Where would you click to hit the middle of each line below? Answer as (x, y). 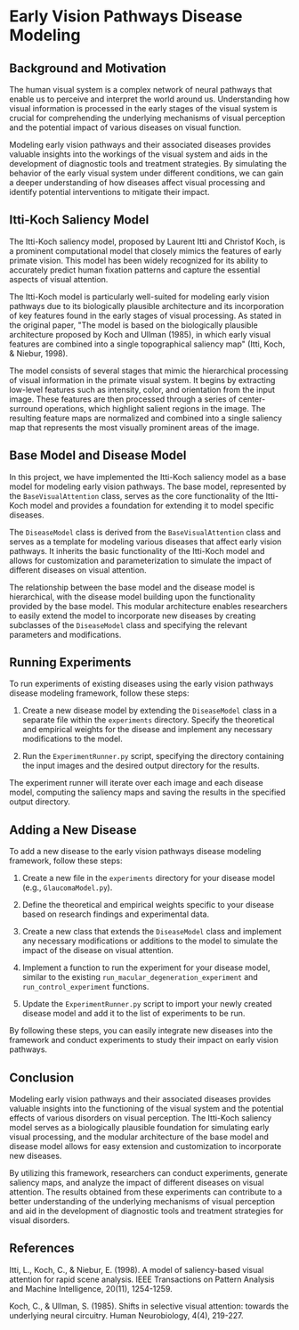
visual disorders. (40, 1220)
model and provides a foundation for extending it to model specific (152, 505)
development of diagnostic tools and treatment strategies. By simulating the (148, 163)
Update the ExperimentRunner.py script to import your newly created (147, 1004)
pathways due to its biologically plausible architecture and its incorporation (147, 306)
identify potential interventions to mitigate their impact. (109, 192)
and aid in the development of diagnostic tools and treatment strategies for (146, 1211)
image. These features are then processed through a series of (123, 399)
